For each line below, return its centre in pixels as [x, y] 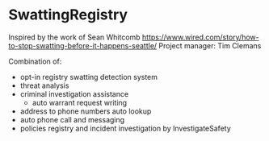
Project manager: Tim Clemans [210, 45]
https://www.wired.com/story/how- [201, 37]
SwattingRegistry [68, 15]
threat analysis [44, 85]
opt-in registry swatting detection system [89, 77]
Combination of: [35, 61]
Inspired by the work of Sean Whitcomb [74, 37]
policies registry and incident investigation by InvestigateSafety [126, 128]
